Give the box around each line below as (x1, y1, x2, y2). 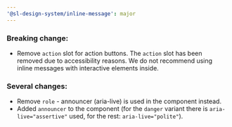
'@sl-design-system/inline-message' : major (6, 10, 136, 17)
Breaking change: (6, 33, 68, 43)
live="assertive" (16, 113, 68, 121)
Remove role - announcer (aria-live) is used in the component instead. (16, 97, 222, 105)
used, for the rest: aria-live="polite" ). (69, 112, 183, 121)
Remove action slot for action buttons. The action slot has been (16, 49, 202, 57)
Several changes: (6, 81, 67, 91)
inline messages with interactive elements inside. (16, 63, 159, 72)
